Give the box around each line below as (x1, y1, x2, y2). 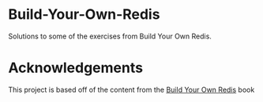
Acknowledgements (8, 59, 144, 77)
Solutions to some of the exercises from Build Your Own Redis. (8, 31, 212, 41)
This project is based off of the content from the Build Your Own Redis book (8, 85, 255, 94)
